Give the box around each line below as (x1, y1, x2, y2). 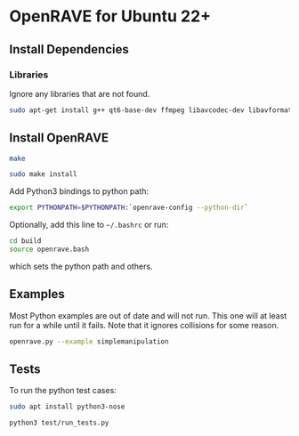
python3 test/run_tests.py (9, 418, 109, 428)
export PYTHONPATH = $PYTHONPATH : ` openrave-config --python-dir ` (9, 203, 249, 213)
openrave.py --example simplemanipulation (9, 336, 169, 346)
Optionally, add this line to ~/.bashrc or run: (9, 220, 169, 230)
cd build (9, 237, 42, 246)
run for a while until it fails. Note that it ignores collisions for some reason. (9, 319, 279, 330)
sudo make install (9, 170, 77, 179)
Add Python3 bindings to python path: (9, 186, 149, 197)
